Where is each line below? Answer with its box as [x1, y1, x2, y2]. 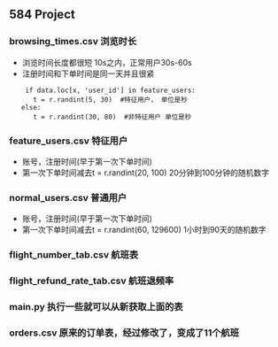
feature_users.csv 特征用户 [9, 135, 128, 147]
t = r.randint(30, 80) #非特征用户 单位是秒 [32, 112, 192, 121]
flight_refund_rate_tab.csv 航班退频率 [9, 274, 174, 287]
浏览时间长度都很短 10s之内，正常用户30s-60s [21, 57, 192, 67]
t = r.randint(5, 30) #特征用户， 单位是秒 [32, 95, 188, 104]
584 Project [9, 7, 75, 22]
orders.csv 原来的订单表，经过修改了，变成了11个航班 [9, 327, 240, 339]
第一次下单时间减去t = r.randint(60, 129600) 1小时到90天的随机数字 [21, 225, 266, 235]
